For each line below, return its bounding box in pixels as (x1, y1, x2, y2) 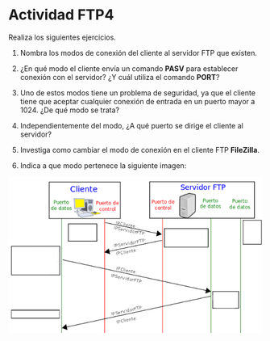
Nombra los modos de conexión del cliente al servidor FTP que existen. (19, 48, 258, 57)
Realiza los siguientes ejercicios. (8, 32, 117, 42)
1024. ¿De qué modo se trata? (19, 105, 119, 115)
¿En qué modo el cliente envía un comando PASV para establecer (19, 63, 239, 74)
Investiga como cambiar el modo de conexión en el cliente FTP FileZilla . (19, 145, 260, 154)
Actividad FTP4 (8, 6, 114, 24)
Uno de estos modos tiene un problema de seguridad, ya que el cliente (19, 87, 256, 98)
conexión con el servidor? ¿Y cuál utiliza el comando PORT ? (19, 72, 220, 82)
